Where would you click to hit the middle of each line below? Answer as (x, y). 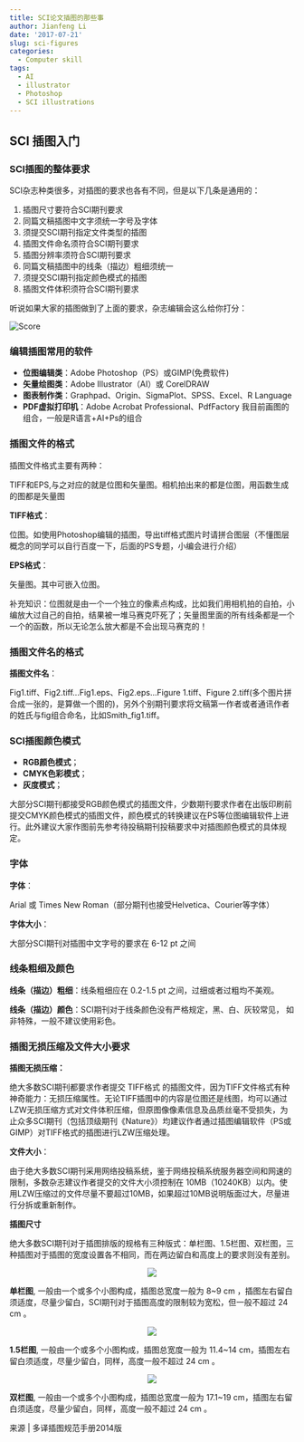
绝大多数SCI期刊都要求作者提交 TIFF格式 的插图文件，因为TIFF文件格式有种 (150, 1087)
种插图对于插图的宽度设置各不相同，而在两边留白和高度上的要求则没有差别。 (152, 1255)
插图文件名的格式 (47, 651)
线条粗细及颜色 (42, 968)
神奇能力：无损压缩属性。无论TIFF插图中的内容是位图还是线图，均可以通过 (148, 1099)
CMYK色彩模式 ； (55, 774)
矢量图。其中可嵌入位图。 (57, 584)
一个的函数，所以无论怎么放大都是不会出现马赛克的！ (109, 626)
